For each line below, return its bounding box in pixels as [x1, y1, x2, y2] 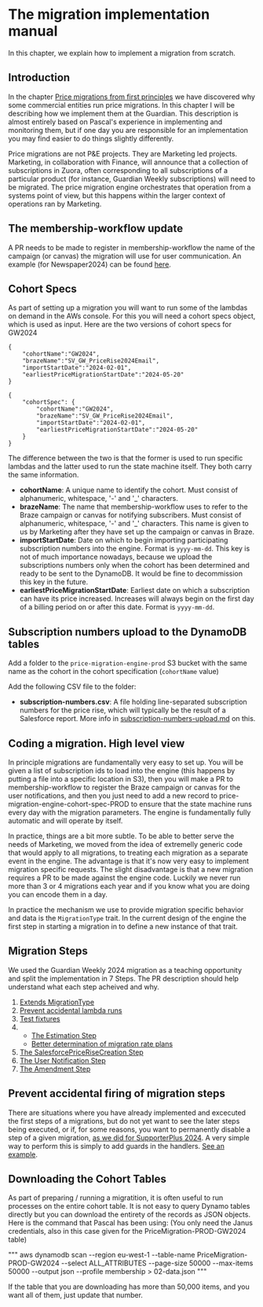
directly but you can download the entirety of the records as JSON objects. [8, 1209, 251, 1220]
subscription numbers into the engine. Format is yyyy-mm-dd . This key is [19, 544, 250, 554]
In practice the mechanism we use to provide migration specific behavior [8, 905, 244, 914]
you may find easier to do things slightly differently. [8, 134, 174, 143]
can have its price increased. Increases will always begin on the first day [19, 594, 254, 603]
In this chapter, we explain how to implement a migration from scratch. [8, 48, 236, 57]
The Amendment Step [19, 1064, 91, 1073]
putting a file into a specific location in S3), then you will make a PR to [8, 775, 234, 783]
